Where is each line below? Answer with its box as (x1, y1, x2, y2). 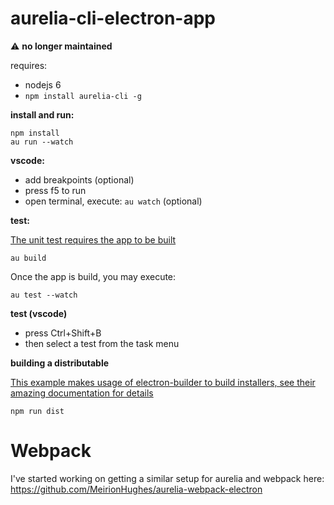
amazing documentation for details (10, 387, 154, 399)
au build (10, 253, 47, 263)
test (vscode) (10, 307, 68, 319)
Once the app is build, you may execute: (10, 270, 177, 282)
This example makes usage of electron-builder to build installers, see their (10, 376, 316, 388)
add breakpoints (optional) (24, 173, 135, 186)
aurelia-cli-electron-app (10, 7, 217, 30)
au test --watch (10, 290, 78, 300)
